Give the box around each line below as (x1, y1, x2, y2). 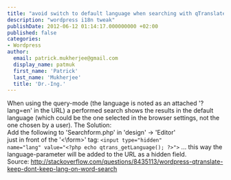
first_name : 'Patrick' (13, 67, 78, 74)
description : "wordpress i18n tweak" (7, 16, 115, 23)
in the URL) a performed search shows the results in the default (33, 106, 214, 115)
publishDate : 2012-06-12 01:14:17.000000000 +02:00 (7, 23, 158, 30)
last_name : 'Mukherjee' (13, 74, 81, 81)
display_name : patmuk (13, 61, 76, 68)
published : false (7, 29, 57, 36)
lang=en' (7, 106, 33, 115)
